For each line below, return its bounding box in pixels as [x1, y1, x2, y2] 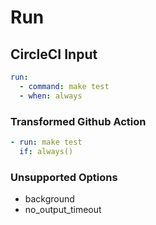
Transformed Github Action [10, 114, 147, 128]
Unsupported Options [10, 170, 118, 184]
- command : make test [19, 81, 110, 91]
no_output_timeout [24, 203, 102, 215]
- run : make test [10, 137, 83, 147]
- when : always [19, 91, 83, 101]
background [24, 192, 75, 205]
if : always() [19, 146, 74, 156]
